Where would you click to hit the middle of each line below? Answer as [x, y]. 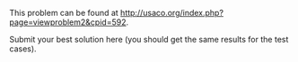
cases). [23, 49]
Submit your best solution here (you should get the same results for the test [149, 39]
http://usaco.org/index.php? [172, 13]
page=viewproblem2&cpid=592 [68, 22]
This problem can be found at [64, 13]
